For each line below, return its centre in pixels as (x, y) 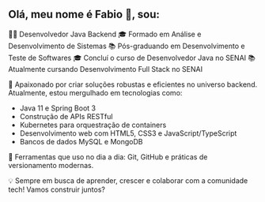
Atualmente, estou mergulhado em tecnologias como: (95, 92)
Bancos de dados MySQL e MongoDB (81, 141)
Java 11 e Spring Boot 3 (58, 108)
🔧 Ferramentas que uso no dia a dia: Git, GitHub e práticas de (108, 157)
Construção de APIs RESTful (66, 116)
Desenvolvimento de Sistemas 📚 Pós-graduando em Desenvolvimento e (127, 46)
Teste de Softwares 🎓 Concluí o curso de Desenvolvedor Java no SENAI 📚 (132, 58)
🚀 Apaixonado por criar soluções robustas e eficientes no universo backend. (133, 84)
